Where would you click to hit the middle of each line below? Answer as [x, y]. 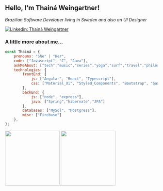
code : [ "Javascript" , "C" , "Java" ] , [51, 61]
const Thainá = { [23, 52]
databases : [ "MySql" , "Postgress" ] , [59, 111]
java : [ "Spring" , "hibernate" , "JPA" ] [68, 102]
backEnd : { [33, 92]
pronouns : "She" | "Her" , [40, 56]
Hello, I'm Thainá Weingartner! [52, 8]
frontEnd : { [35, 74]
